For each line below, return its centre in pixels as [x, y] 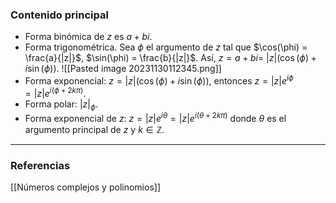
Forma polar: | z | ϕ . [61, 105]
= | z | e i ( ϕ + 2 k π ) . [55, 92]
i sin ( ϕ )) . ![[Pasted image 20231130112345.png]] [123, 69]
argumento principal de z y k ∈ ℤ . [94, 130]
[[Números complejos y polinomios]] [85, 187]
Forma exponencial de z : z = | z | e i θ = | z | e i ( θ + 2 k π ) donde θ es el [155, 118]
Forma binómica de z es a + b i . [88, 37]
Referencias [40, 165]
